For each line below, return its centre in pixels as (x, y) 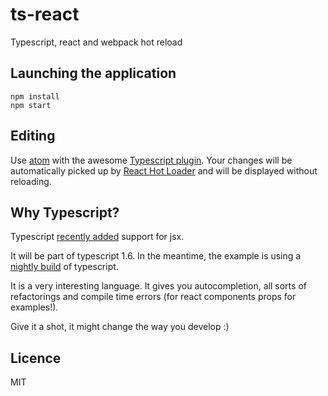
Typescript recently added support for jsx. (97, 237)
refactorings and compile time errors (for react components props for (153, 297)
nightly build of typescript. (64, 267)
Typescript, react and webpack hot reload (96, 42)
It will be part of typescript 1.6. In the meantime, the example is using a (156, 256)
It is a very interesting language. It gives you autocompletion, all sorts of (158, 286)
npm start (31, 105)
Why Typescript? (65, 212)
